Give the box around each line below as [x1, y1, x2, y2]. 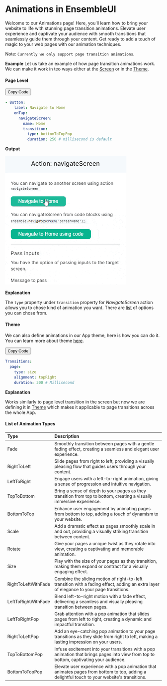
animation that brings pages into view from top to [54, 651, 155, 657]
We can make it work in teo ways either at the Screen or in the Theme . [5, 66, 149, 72]
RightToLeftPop [7, 634, 39, 640]
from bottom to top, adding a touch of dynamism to [54, 511, 159, 517]
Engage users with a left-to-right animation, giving [54, 476, 159, 482]
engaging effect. [54, 569, 88, 575]
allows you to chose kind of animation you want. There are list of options [5, 305, 154, 311]
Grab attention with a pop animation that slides [54, 611, 150, 617]
